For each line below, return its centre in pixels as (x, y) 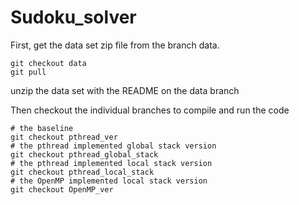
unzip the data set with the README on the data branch (125, 90)
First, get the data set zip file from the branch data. (115, 45)
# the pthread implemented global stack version (113, 146)
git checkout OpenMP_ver (62, 189)
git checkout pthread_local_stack (82, 172)
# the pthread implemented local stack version (111, 163)
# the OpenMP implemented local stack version (109, 181)
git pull (28, 72)
